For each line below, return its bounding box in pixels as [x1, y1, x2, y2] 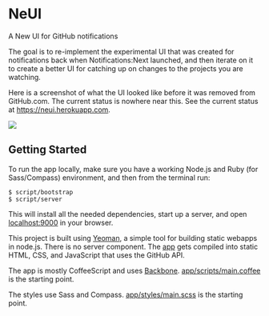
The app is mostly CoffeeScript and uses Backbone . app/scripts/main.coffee [8, 266, 261, 275]
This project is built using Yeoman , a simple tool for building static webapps [8, 233, 258, 242]
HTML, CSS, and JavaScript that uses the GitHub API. [8, 250, 186, 260]
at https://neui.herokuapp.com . [8, 105, 110, 114]
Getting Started [8, 143, 87, 157]
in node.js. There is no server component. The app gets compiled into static [8, 242, 259, 251]
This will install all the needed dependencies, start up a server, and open [8, 209, 247, 218]
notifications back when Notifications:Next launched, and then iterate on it [8, 55, 254, 65]
